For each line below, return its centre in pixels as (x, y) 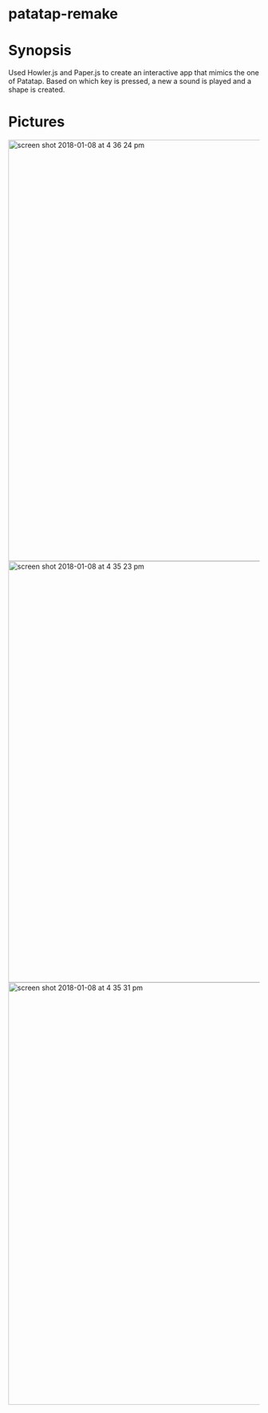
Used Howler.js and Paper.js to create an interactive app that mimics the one (134, 73)
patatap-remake (63, 14)
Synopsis (40, 51)
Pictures (37, 122)
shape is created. (37, 90)
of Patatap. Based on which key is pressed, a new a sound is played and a (130, 82)
